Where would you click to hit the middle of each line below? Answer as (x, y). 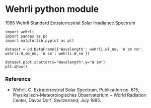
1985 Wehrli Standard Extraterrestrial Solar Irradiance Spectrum (70, 23)
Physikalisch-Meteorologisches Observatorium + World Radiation (79, 95)
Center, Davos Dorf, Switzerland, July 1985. (57, 101)
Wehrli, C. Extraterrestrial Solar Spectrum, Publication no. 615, (76, 90)
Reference (18, 79)
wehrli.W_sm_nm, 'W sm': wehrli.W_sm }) (48, 54)
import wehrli (20, 32)
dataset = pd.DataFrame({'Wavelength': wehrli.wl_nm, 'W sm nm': (74, 49)
